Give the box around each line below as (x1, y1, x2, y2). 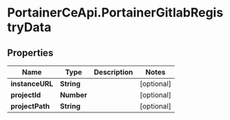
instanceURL (10, 79, 54, 88)
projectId (10, 90, 41, 99)
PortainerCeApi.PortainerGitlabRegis (7, 5, 224, 21)
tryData (7, 19, 52, 35)
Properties (7, 47, 54, 59)
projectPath (10, 101, 50, 111)
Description (94, 68, 133, 77)
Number (59, 90, 87, 99)
